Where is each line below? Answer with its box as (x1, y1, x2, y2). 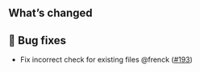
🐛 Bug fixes (8, 34, 67, 47)
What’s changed (8, 6, 93, 20)
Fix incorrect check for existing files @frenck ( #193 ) (19, 55, 194, 65)
